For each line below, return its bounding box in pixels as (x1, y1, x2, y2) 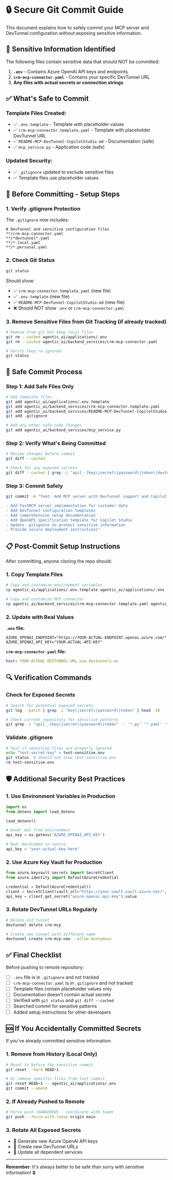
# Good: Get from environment (6, 827, 71, 833)
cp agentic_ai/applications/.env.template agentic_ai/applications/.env (6, 587, 165, 593)
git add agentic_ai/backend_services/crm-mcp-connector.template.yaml (6, 404, 160, 409)
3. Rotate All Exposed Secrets (6, 1127, 81, 1134)
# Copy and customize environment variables (6, 583, 103, 588)
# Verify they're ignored (6, 349, 61, 354)
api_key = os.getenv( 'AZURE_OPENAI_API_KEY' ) (6, 833, 105, 838)
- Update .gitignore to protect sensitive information (6, 522, 126, 528)
